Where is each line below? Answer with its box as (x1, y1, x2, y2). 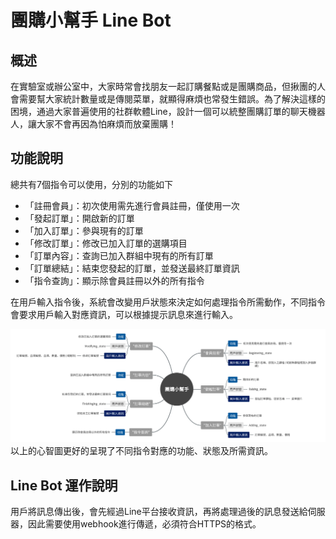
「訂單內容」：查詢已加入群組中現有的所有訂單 (24, 249, 214, 261)
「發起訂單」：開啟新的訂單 (24, 212, 135, 224)
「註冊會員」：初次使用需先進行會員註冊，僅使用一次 (24, 199, 240, 211)
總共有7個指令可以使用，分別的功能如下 (10, 178, 173, 190)
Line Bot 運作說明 (10, 477, 118, 494)
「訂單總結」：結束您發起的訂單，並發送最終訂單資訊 (24, 262, 240, 274)
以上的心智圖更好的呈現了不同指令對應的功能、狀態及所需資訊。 (10, 445, 273, 457)
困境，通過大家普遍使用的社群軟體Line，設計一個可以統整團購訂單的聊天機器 (10, 106, 326, 117)
